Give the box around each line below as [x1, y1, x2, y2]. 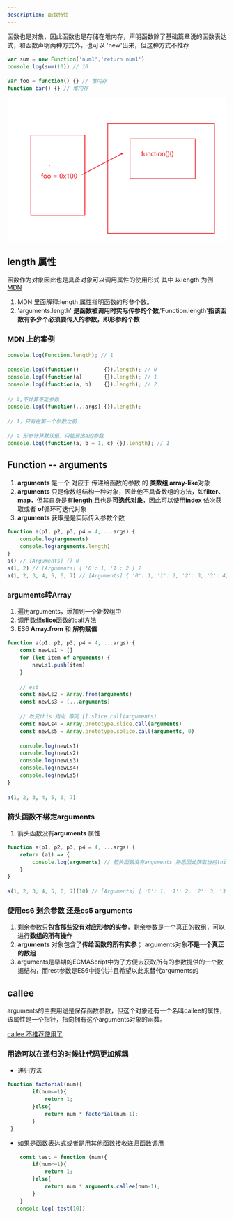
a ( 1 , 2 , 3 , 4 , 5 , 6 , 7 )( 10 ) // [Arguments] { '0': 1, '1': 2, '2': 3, [7, 888, 217, 895]
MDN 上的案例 [7, 335, 55, 344]
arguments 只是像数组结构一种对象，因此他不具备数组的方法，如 [17, 487, 204, 495]
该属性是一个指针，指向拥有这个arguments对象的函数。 [7, 1015, 166, 1024]
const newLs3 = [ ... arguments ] [19, 698, 111, 706]
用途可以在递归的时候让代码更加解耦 [7, 1050, 129, 1059]
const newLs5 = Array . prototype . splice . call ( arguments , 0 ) [19, 727, 195, 735]
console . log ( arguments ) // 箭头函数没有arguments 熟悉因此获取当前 [32, 858, 217, 865]
